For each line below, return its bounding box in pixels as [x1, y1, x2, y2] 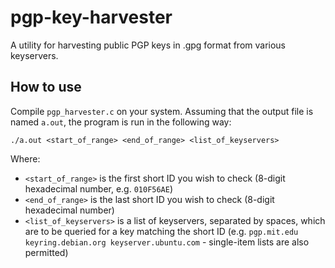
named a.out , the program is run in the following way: [10, 116, 232, 128]
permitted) [24, 246, 69, 258]
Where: [10, 152, 41, 165]
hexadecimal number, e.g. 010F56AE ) [24, 182, 174, 195]
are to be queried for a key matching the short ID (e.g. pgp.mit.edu [24, 225, 299, 237]
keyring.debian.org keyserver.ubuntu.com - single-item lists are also [24, 236, 310, 248]
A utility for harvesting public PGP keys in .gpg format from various [10, 39, 287, 51]
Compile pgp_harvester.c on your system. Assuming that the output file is [10, 105, 314, 117]
